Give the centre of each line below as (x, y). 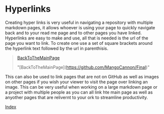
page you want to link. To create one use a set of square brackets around (79, 43)
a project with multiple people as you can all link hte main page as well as (79, 92)
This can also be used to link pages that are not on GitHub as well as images (82, 76)
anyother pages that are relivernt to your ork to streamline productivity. (77, 97)
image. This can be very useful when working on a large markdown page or (81, 87)
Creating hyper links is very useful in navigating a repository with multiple (79, 22)
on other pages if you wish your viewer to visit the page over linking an (76, 82)
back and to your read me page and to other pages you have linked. (73, 33)
